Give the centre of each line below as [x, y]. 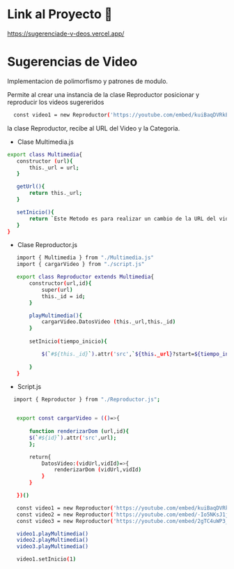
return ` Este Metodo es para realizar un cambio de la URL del [123, 219]
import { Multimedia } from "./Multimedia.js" [85, 258]
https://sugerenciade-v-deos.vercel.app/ [66, 34]
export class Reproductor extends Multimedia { [85, 277]
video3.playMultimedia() [53, 547]
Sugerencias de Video [72, 62]
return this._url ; [55, 193]
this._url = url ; [54, 168]
